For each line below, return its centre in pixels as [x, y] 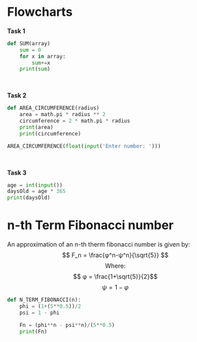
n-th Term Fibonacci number [90, 226]
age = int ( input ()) [35, 185]
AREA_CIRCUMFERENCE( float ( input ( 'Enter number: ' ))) [84, 146]
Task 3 [17, 172]
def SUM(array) [29, 43]
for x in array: [43, 56]
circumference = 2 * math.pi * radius [75, 121]
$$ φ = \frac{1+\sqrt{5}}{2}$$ [115, 277]
